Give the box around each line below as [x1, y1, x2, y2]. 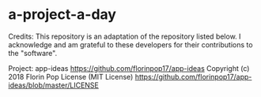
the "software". [8, 48, 58, 58]
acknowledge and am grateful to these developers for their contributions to [8, 39, 253, 49]
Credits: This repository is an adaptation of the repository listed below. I [8, 32, 241, 41]
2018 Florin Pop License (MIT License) [8, 72, 134, 81]
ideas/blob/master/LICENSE [8, 80, 99, 90]
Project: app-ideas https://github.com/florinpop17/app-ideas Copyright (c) [8, 63, 250, 73]
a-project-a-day [8, 6, 117, 24]
